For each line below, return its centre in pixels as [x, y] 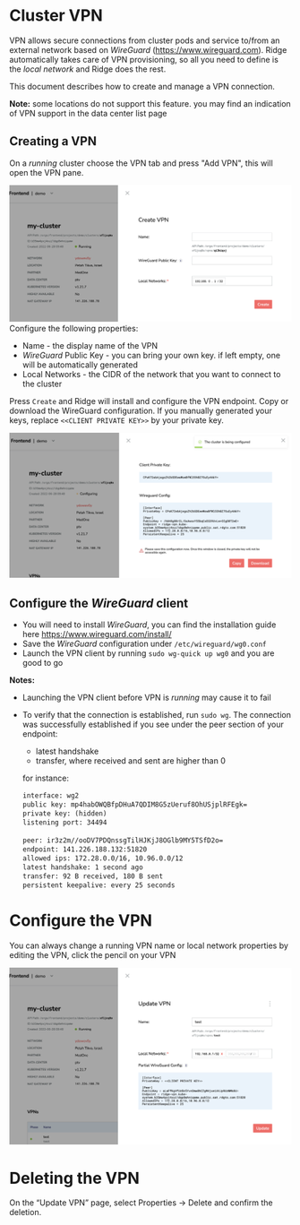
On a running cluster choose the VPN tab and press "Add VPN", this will [141, 163]
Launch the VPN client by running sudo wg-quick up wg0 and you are [148, 653]
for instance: [46, 778]
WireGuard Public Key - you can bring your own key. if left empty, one [151, 356]
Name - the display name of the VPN [90, 346]
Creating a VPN [53, 141]
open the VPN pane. [47, 172]
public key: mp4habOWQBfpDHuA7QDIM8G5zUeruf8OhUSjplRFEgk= [135, 805]
